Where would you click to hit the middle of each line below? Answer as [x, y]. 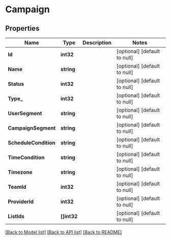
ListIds [16, 216]
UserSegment [25, 113]
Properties [22, 28]
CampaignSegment [32, 128]
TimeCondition [26, 157]
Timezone [20, 172]
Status [16, 84]
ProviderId [21, 202]
